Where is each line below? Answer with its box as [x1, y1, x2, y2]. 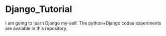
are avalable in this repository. [5, 25, 68, 31]
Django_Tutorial [5, 3, 72, 15]
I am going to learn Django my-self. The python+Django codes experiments [5, 20, 161, 26]
